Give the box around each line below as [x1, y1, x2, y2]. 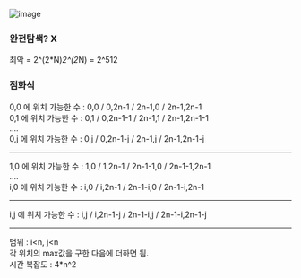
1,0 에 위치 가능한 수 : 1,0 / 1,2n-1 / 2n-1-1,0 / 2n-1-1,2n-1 [9, 161, 211, 171]
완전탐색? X [9, 32, 58, 45]
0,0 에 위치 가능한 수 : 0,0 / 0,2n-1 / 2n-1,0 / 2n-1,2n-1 [9, 101, 202, 112]
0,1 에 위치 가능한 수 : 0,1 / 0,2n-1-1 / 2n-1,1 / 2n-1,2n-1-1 [9, 112, 209, 123]
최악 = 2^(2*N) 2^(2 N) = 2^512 [9, 55, 118, 65]
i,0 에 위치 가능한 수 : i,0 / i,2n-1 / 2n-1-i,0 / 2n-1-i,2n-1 [9, 181, 204, 192]
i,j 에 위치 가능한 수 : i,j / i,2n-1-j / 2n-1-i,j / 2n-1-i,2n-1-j [9, 209, 208, 220]
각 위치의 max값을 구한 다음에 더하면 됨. [9, 248, 150, 258]
